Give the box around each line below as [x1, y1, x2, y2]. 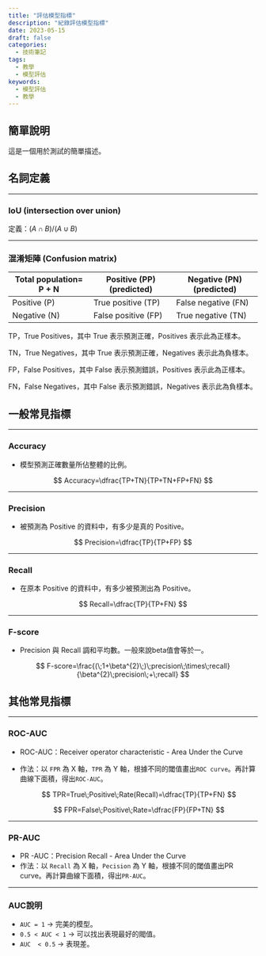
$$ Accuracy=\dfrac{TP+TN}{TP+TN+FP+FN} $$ [52, 476, 214, 485]
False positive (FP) [93, 310, 163, 321]
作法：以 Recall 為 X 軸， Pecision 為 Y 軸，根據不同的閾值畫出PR [19, 860, 234, 871]
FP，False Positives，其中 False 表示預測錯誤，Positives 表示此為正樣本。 [8, 365, 249, 374]
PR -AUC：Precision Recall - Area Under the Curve [19, 851, 186, 860]
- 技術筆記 [15, 48, 47, 56]
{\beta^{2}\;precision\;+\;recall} [76, 670, 179, 679]
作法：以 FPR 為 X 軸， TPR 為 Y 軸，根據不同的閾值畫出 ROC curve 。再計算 [19, 764, 256, 773]
